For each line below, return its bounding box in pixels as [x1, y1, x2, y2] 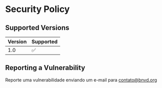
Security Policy [5, 3, 70, 15]
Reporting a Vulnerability [5, 63, 85, 72]
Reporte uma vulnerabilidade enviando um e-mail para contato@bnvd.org [5, 76, 157, 83]
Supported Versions [5, 23, 69, 32]
